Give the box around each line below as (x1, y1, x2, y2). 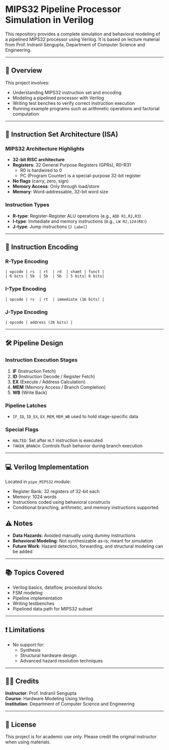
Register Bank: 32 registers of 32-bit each (12, 489, 100, 495)
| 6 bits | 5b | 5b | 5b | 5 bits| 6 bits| (5, 274, 105, 279)
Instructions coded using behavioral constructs (12, 499, 111, 505)
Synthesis (20, 647, 41, 653)
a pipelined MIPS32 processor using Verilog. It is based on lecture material (5, 36, 160, 42)
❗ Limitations (5, 626, 45, 634)
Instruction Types (5, 201, 49, 209)
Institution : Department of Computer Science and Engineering (5, 701, 135, 707)
